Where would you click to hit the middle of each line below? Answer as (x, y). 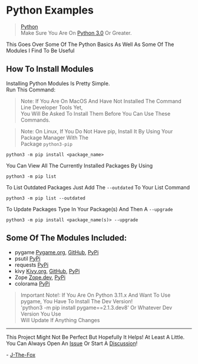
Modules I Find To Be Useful (40, 50)
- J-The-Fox (21, 355)
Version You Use (41, 314)
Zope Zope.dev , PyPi (40, 277)
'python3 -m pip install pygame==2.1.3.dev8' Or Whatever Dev (96, 307)
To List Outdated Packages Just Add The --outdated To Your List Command (98, 187)
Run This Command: (31, 90)
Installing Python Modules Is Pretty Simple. (58, 83)
